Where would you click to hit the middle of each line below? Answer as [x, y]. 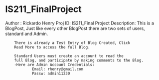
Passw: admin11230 [51, 73]
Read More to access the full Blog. [52, 47]
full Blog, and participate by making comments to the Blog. [79, 60]
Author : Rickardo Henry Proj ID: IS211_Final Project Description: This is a [80, 23]
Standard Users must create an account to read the [69, 56]
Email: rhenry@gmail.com [58, 69]
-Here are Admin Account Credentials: [54, 64]
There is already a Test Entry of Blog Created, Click [72, 43]
